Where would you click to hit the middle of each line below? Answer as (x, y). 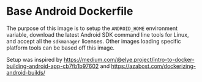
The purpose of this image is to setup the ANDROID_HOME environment (92, 28)
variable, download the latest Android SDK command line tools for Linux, (98, 34)
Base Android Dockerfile (70, 11)
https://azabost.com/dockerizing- (154, 66)
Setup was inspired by (35, 59)
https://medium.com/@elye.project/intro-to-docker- (129, 59)
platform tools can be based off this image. (61, 48)
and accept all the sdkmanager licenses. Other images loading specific (94, 41)
